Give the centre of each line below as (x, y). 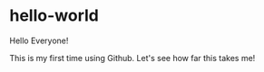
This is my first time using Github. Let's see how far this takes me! (132, 58)
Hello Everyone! (39, 40)
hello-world (54, 16)
